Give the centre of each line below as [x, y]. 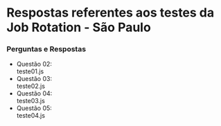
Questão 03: [34, 79]
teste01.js [30, 71]
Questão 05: [34, 108]
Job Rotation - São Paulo [79, 27]
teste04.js [31, 116]
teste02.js [31, 86]
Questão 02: [34, 64]
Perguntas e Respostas [46, 49]
